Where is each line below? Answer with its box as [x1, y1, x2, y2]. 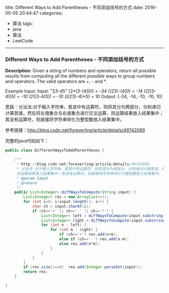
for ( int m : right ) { [50, 227, 98, 233]
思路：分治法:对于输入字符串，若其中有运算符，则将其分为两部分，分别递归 [5, 104, 161, 110]
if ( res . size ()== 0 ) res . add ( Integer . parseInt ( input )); [23, 265, 143, 270]
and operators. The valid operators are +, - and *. [5, 79, 107, 85]
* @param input [16, 176, 49, 181]
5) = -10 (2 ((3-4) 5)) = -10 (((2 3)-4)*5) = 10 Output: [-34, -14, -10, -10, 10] [11, 94, 162, 100]
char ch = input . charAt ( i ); [32, 203, 92, 209]
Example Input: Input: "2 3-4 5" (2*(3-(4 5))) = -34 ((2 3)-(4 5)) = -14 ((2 [5, 88, 150, 94]
